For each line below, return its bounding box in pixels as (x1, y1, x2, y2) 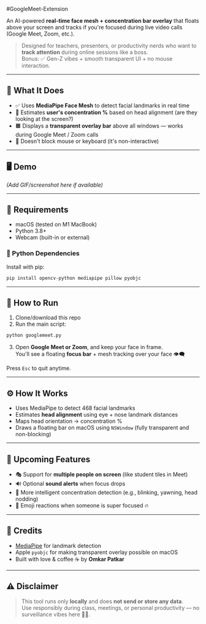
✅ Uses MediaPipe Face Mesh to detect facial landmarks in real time (15, 101, 190, 109)
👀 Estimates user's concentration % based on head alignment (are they (15, 109, 198, 116)
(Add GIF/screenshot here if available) (6, 181, 103, 188)
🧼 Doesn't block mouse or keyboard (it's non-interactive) (15, 137, 159, 145)
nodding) (15, 495, 39, 503)
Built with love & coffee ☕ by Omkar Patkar (15, 555, 124, 563)
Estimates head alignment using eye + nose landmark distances (15, 411, 178, 418)
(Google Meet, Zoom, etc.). (6, 30, 75, 37)
